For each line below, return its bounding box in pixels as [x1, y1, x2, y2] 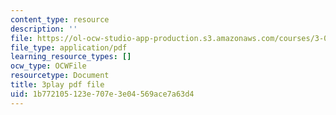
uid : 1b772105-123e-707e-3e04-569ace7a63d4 [10, 89, 195, 99]
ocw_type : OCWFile [10, 61, 87, 71]
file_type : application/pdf [10, 42, 128, 53]
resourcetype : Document [10, 71, 110, 81]
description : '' [10, 24, 78, 34]
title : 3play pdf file [10, 80, 105, 90]
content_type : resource [10, 14, 110, 25]
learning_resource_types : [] [10, 52, 132, 62]
